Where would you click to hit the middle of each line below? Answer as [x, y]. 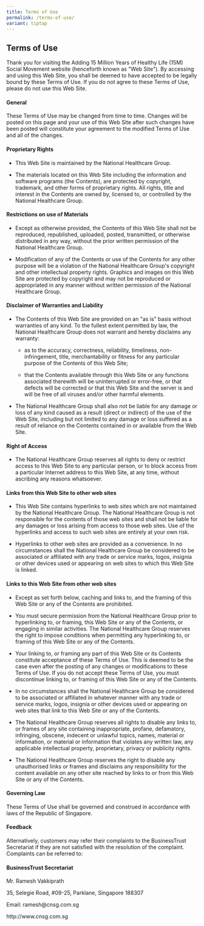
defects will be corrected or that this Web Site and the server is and [108, 388]
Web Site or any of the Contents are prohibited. [74, 604]
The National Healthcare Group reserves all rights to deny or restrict [100, 460]
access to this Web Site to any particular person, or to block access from [106, 466]
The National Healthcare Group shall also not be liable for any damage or [106, 406]
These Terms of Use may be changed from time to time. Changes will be [97, 116]
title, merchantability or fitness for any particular [120, 356]
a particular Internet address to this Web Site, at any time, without [97, 472]
